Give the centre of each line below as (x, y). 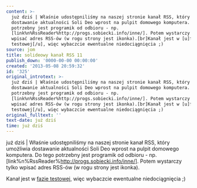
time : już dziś (25, 126)
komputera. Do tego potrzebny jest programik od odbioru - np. (81, 155)
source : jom (21, 50)
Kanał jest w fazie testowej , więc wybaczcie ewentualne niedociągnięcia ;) (96, 179)
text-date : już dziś (31, 121)
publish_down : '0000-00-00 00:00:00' (52, 60)
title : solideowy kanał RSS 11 (44, 55)
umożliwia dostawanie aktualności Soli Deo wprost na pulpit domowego (93, 149)
